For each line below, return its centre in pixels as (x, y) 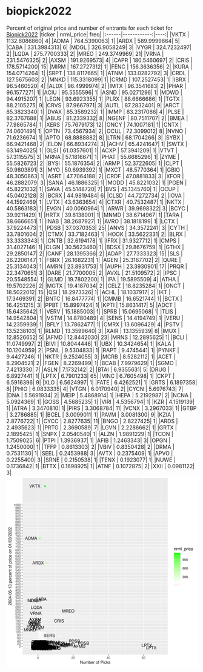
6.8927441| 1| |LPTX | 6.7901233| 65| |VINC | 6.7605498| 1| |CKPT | (91, 376)
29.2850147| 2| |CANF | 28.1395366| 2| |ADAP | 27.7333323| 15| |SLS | (95, 254)
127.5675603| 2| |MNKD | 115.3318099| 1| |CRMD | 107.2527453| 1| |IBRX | (98, 79)
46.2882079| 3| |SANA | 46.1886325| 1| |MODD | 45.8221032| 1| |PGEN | (97, 183)
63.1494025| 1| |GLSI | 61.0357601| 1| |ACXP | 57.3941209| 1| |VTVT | (92, 150)
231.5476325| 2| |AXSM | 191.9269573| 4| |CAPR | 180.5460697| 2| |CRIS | (99, 60)
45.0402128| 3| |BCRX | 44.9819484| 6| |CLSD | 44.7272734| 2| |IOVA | (96, 195)
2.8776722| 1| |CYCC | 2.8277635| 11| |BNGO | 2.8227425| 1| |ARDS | (92, 421)
